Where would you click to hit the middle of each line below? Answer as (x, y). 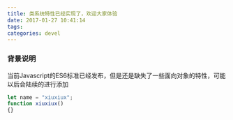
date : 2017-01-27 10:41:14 (46, 20)
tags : (15, 27)
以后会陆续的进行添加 (38, 84)
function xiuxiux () (36, 104)
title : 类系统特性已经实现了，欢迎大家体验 (62, 14)
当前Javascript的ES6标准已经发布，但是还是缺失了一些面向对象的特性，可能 (116, 75)
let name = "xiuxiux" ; (40, 97)
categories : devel (34, 33)
